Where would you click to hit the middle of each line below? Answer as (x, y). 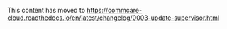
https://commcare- (115, 10)
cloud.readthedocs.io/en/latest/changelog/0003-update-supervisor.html (113, 18)
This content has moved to (46, 10)
